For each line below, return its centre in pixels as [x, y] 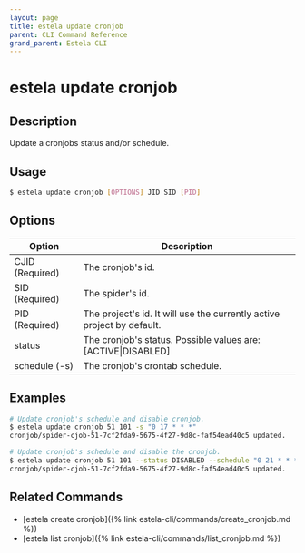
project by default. [122, 325]
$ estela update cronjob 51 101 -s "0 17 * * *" [103, 427]
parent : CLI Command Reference [69, 34]
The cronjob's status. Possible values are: [172, 339]
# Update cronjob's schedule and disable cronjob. [107, 419]
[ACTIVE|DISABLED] [127, 351]
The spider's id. [116, 293]
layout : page [34, 18]
